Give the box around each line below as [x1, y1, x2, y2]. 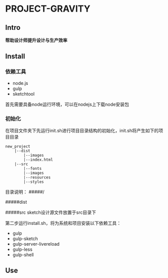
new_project [5, 144, 30, 149]
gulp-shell [12, 251, 34, 258]
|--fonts [23, 166, 42, 171]
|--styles [23, 179, 44, 184]
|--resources [23, 175, 51, 180]
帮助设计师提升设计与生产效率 [5, 37, 67, 43]
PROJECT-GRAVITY [5, 3, 91, 15]
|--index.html [23, 157, 53, 162]
